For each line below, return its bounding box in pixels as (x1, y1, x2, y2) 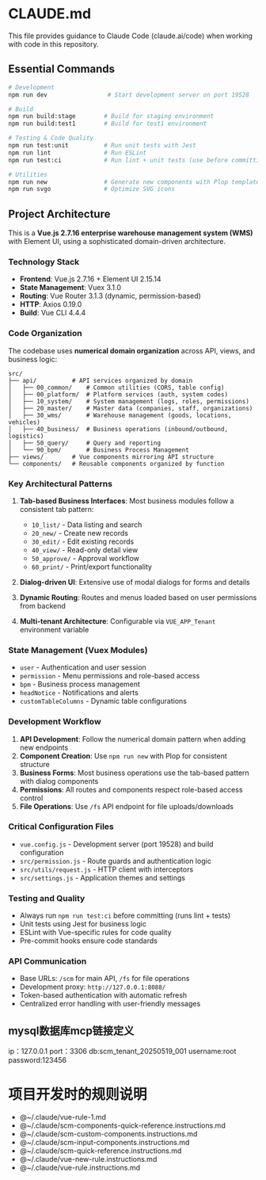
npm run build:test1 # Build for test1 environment (8, 120, 207, 128)
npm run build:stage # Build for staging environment (8, 113, 215, 120)
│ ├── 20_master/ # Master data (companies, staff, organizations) (8, 404, 253, 412)
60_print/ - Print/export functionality (31, 562, 153, 571)
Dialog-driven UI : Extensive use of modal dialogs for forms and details (19, 577, 251, 586)
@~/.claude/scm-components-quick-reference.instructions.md (19, 1121, 226, 1130)
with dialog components (19, 776, 99, 785)
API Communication (8, 956, 87, 967)
